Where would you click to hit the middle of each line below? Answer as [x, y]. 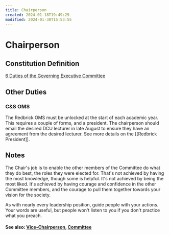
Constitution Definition [42, 64]
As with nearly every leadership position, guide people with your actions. [82, 204]
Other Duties [26, 92]
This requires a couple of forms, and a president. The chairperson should [82, 123]
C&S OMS [18, 106]
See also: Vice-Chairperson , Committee [49, 227]
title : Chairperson [26, 10]
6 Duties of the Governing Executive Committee [55, 76]
